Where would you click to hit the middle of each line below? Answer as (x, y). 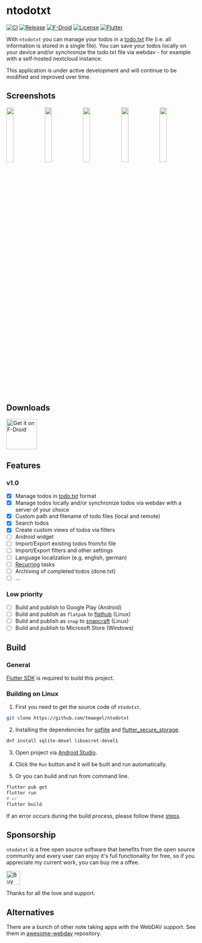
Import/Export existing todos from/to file (65, 544)
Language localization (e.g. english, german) (71, 558)
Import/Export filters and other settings (64, 550)
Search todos (32, 523)
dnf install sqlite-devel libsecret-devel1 (62, 741)
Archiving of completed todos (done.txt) (65, 571)
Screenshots (31, 96)
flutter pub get (27, 787)
